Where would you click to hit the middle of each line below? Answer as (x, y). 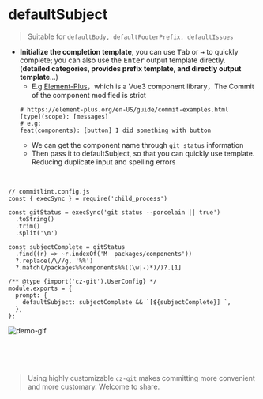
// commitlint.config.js (49, 191)
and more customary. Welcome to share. (94, 386)
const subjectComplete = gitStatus (67, 247)
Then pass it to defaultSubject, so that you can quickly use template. (143, 153)
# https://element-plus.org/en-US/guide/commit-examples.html (124, 109)
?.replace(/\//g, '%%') (54, 261)
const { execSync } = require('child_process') (88, 198)
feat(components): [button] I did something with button (115, 130)
